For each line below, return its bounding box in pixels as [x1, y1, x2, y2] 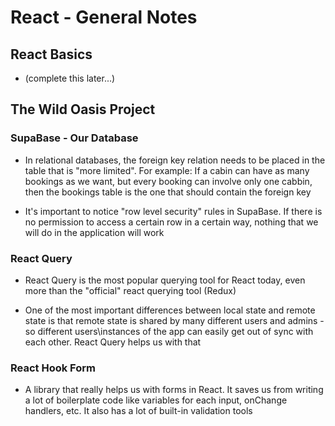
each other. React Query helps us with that [24, 336, 202, 348]
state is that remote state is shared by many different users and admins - [24, 314, 325, 326]
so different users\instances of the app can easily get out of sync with [24, 325, 314, 337]
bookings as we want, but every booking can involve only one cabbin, [24, 175, 313, 187]
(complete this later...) [24, 72, 116, 84]
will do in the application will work [24, 226, 165, 238]
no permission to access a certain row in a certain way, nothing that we [24, 216, 319, 228]
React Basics [10, 46, 93, 63]
